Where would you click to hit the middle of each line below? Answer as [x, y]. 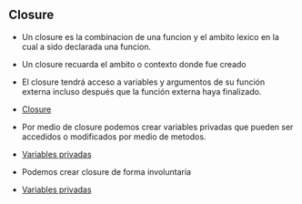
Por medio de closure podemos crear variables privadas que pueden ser [157, 127]
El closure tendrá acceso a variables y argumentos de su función [143, 82]
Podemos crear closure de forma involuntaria [106, 171]
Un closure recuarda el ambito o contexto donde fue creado [134, 64]
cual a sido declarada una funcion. [86, 46]
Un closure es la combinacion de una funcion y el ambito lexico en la [150, 36]
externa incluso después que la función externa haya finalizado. [141, 91]
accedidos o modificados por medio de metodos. [114, 137]
